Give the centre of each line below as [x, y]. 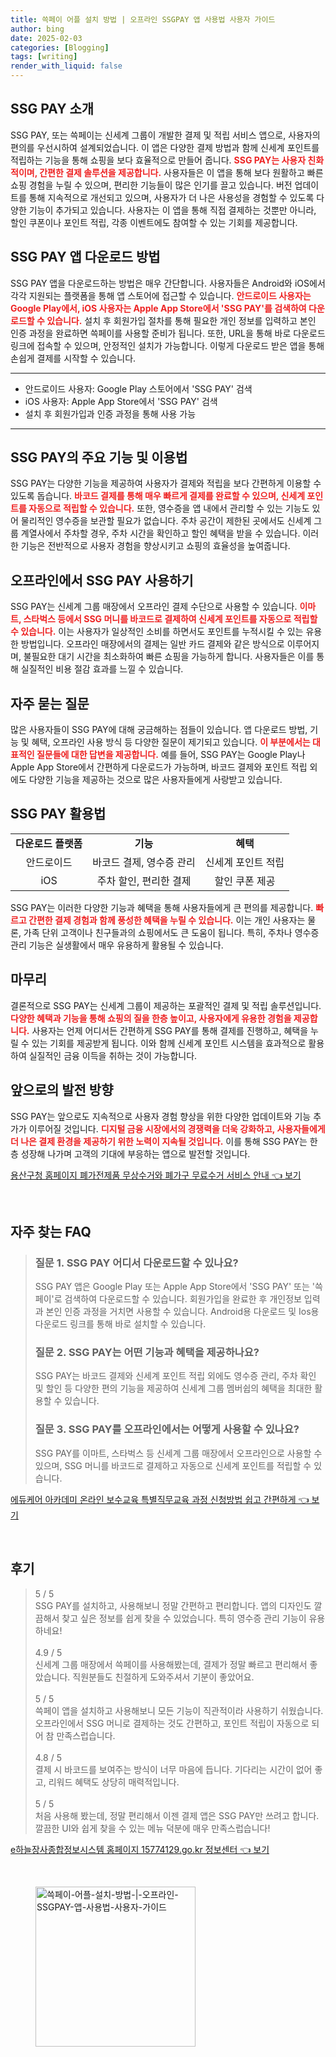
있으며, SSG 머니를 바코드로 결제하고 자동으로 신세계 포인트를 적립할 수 [173, 1465]
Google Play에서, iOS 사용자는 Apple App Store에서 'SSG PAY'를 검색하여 [158, 308]
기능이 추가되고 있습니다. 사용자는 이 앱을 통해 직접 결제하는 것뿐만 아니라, [172, 210]
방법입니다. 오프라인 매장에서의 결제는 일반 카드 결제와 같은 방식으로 [152, 644]
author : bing [37, 29]
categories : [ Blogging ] [60, 47]
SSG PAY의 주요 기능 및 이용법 [99, 457]
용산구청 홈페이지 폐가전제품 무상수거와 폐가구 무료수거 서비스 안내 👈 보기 [156, 1175]
